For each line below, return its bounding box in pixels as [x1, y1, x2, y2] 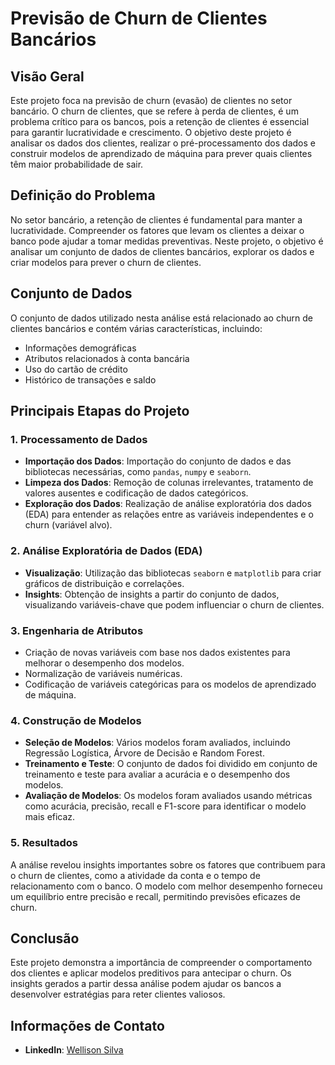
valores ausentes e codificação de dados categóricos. [24, 487, 249, 499]
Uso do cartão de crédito [24, 363, 128, 375]
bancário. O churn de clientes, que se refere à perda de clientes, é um [10, 105, 299, 117]
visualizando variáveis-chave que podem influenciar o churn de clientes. [24, 598, 325, 611]
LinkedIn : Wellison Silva [24, 1044, 124, 1056]
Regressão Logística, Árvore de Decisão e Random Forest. [24, 747, 265, 759]
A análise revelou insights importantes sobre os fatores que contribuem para [10, 858, 326, 871]
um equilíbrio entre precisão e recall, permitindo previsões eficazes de [10, 890, 301, 902]
